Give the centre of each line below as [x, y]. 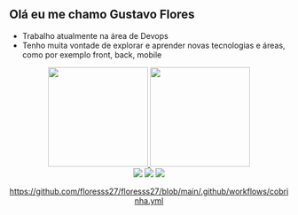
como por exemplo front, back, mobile [92, 54]
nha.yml [149, 200]
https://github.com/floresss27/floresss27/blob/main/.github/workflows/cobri [149, 191]
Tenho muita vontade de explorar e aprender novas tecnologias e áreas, [153, 45]
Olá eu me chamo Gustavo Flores [102, 15]
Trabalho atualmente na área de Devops [95, 35]
